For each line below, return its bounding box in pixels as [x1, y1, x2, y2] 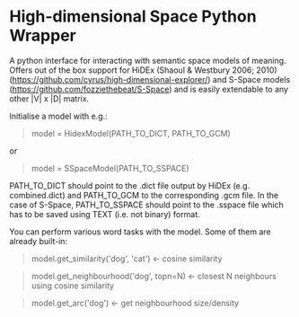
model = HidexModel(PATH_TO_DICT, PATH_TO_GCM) [31, 128, 231, 138]
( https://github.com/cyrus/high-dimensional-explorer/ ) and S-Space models [9, 74, 291, 84]
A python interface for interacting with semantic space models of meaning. [9, 55, 286, 66]
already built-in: [9, 235, 68, 246]
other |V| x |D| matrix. [9, 92, 90, 104]
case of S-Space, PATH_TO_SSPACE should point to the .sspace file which [9, 199, 285, 210]
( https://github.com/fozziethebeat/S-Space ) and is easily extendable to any [9, 84, 289, 94]
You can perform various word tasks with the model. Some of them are [9, 226, 271, 237]
